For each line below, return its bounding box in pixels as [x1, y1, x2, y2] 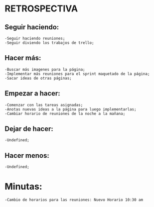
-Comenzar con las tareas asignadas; [4, 103, 83, 107]
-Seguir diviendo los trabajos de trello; [4, 40, 94, 45]
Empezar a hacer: [4, 89, 60, 98]
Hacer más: [4, 54, 41, 62]
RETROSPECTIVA [4, 3, 78, 14]
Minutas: [4, 181, 43, 192]
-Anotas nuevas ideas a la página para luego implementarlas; [4, 106, 137, 112]
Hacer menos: [4, 151, 49, 160]
